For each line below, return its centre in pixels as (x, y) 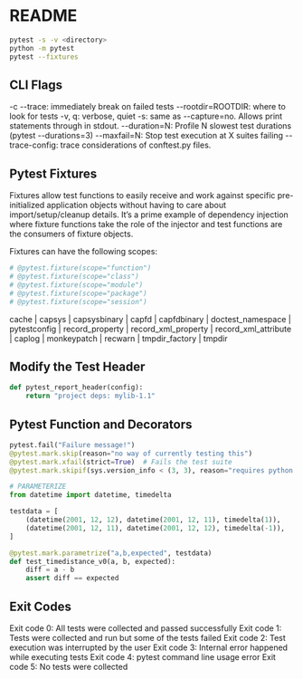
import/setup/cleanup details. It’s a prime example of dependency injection (149, 215)
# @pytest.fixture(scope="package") (78, 293)
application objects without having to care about (136, 206)
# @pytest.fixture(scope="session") (78, 301)
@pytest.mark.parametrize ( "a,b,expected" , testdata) (111, 553)
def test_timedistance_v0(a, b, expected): (93, 561)
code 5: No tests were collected (69, 667)
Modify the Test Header (77, 366)
